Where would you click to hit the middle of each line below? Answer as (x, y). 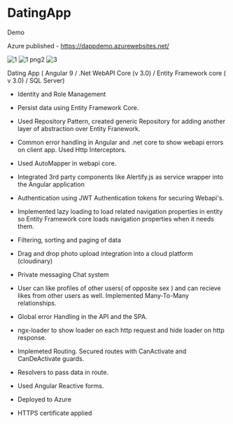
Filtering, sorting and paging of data (69, 240)
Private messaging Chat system (63, 274)
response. (32, 337)
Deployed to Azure (44, 399)
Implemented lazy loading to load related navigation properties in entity (120, 211)
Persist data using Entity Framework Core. (78, 107)
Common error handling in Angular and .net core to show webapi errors (120, 142)
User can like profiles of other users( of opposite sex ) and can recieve (119, 288)
